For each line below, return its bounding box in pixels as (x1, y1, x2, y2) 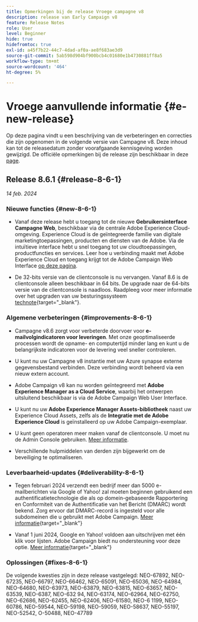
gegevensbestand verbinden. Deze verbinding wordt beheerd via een (14, 363, 184, 370)
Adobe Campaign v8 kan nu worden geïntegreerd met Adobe (14, 381, 164, 388)
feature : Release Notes (6, 20, 65, 25)
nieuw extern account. (14, 370, 70, 377)
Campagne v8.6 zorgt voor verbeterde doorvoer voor (14, 327, 145, 334)
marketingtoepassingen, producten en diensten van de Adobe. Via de (14, 237, 184, 244)
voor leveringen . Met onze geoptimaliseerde (66, 333, 176, 340)
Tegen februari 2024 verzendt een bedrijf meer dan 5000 (14, 482, 155, 489)
